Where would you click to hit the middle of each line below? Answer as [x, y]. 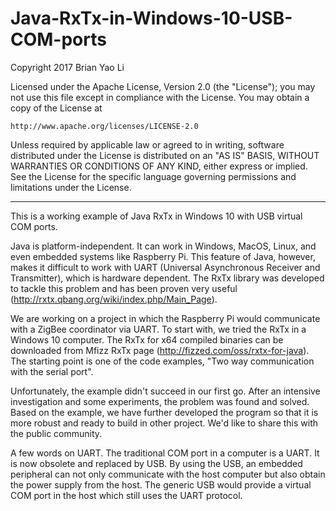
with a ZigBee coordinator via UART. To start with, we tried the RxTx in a [158, 329]
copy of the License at [56, 108]
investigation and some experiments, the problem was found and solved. [160, 401]
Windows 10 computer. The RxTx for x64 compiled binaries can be [147, 339]
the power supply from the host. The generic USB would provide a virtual [161, 484]
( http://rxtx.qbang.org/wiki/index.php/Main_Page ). [114, 299]
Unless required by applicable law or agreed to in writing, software [147, 144]
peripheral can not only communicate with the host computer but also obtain [168, 474]
